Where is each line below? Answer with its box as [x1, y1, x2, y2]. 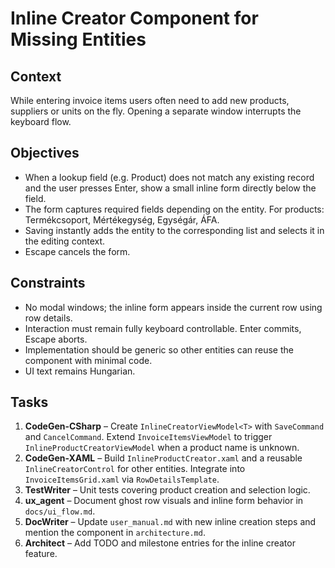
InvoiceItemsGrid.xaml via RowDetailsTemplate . [24, 473, 220, 486]
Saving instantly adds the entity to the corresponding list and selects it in [24, 224, 325, 236]
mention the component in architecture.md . [24, 527, 206, 539]
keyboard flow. [10, 116, 72, 127]
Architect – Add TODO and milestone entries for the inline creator [24, 537, 296, 549]
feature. [24, 548, 58, 560]
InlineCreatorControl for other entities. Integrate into [24, 463, 246, 475]
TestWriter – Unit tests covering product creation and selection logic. [24, 484, 311, 496]
